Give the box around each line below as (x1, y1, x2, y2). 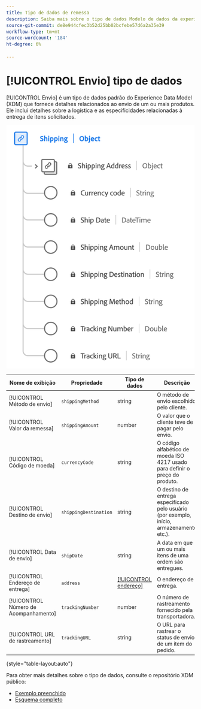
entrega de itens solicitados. (6, 113, 76, 120)
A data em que (157, 539, 193, 546)
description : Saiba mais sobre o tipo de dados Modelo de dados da (6, 16, 178, 22)
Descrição (163, 379, 190, 386)
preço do (157, 471, 179, 479)
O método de (157, 391, 190, 398)
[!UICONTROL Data (8, 548, 57, 556)
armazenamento (157, 524, 197, 532)
